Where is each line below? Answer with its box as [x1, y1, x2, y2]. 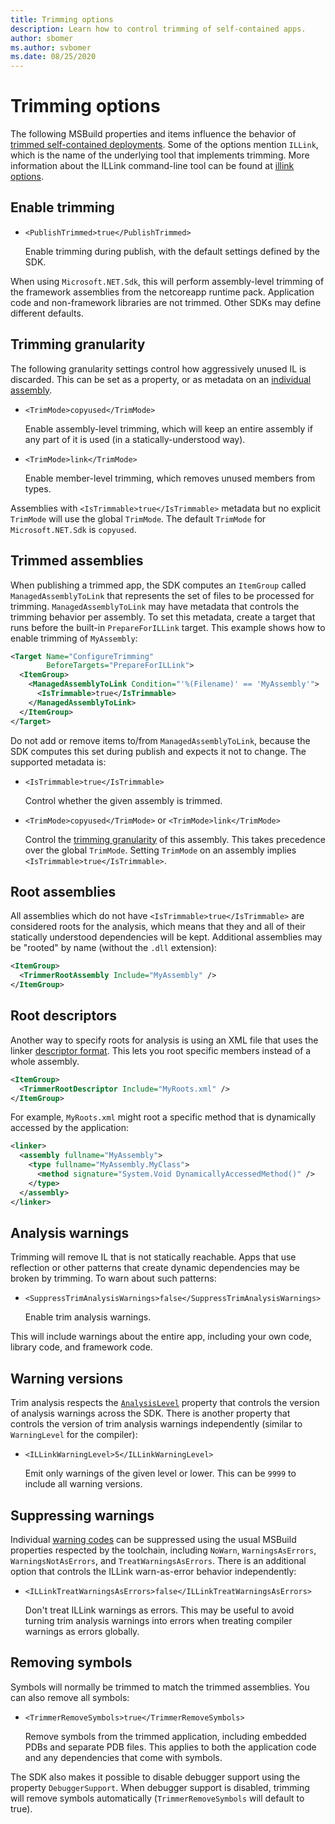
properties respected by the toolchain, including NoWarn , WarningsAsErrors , [10, 1544, 317, 1556]
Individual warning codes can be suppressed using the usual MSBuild [10, 1533, 297, 1545]
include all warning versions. [24, 1478, 143, 1490]
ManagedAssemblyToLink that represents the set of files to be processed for [10, 589, 315, 601]
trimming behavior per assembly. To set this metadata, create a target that [10, 611, 316, 623]
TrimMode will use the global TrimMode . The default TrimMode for [10, 512, 267, 525]
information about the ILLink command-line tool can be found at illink [10, 160, 295, 172]
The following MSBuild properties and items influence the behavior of [10, 128, 297, 140]
